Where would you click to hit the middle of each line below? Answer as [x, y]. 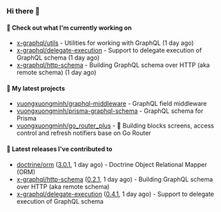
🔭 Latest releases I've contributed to [59, 149]
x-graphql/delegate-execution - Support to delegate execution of [109, 51]
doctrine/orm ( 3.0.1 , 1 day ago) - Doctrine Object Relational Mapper [112, 164]
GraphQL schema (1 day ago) [58, 58]
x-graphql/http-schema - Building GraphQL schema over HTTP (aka [113, 65]
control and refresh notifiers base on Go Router [84, 133]
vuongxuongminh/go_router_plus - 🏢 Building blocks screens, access [115, 126]
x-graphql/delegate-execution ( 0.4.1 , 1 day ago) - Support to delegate [115, 194]
